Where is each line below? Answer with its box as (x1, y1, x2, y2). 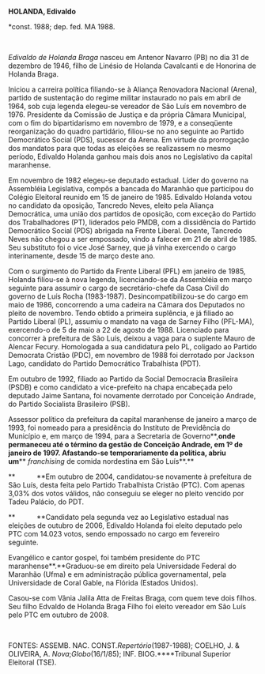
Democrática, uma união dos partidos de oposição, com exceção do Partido (8, 209, 256, 218)
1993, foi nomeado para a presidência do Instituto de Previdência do (8, 423, 231, 432)
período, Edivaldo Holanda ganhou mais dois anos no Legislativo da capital (8, 152, 253, 161)
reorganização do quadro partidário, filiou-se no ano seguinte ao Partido (8, 126, 244, 136)
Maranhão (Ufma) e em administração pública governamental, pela (8, 570, 227, 579)
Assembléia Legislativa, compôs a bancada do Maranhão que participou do (8, 184, 255, 193)
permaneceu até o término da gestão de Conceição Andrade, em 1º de (8, 440, 244, 449)
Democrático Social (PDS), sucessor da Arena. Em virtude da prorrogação (8, 135, 250, 145)
